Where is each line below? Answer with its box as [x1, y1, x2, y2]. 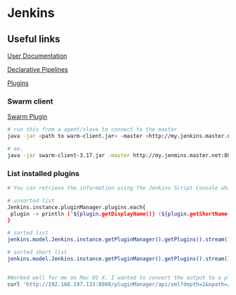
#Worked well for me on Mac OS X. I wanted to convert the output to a [7, 274, 221, 281]
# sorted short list [7, 249, 68, 256]
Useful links [7, 33, 61, 45]
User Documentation [7, 51, 67, 60]
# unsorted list [7, 197, 55, 204]
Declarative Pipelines [7, 65, 68, 73]
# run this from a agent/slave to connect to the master [7, 126, 178, 133]
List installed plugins [7, 168, 79, 178]
